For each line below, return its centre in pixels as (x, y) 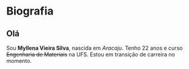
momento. (19, 61)
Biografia (30, 11)
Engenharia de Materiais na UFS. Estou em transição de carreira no (91, 54)
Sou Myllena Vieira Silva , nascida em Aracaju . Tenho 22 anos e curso (94, 48)
